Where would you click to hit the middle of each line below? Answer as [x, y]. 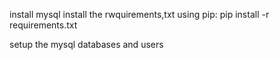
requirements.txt [43, 25]
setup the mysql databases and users [86, 44]
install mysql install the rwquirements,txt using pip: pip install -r [139, 14]
